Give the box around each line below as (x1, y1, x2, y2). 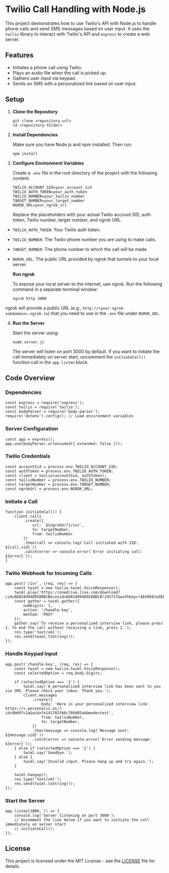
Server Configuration (5, 425, 58, 432)
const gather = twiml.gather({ (14, 599, 80, 604)
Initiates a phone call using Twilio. (12, 64, 83, 70)
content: (12, 175, 30, 181)
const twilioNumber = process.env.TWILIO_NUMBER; (5, 477, 112, 483)
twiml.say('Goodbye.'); (23, 750, 73, 755)
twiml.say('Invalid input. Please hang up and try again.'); (23, 759, 154, 764)
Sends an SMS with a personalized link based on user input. (12, 80, 137, 86)
